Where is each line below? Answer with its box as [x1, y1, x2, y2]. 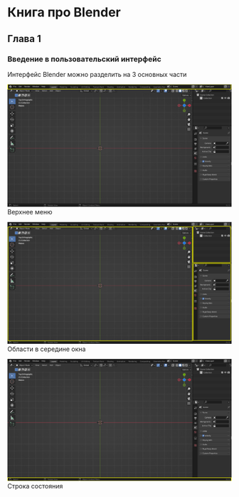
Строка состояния [7, 482, 63, 491]
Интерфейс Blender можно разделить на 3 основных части [7, 70, 187, 78]
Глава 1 [7, 33, 41, 45]
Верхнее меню [7, 207, 53, 216]
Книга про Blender [7, 4, 121, 21]
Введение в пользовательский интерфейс [7, 54, 161, 64]
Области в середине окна [7, 345, 86, 353]
